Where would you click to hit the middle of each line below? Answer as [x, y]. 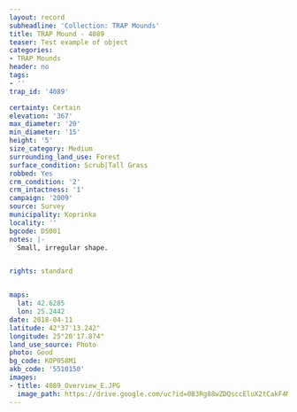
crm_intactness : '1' [47, 190]
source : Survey [37, 206]
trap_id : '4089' [39, 91]
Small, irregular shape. [63, 248]
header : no [29, 67]
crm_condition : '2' [45, 182]
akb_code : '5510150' [47, 369]
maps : [19, 295]
